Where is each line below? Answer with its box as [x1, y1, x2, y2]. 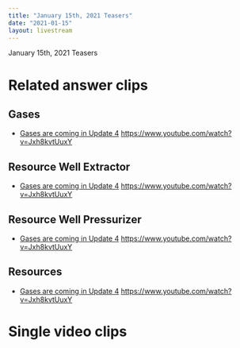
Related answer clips [8, 76, 148, 94]
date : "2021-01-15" [8, 19, 73, 27]
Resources [8, 265, 63, 279]
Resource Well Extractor [8, 160, 131, 173]
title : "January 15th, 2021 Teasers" [8, 11, 133, 20]
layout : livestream [8, 26, 73, 34]
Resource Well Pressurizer [8, 212, 143, 226]
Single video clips [8, 323, 128, 340]
